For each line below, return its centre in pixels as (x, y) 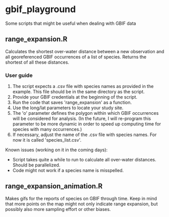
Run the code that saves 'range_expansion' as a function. (72, 103)
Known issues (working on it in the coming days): (57, 150)
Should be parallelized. (36, 165)
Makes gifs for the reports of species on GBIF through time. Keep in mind (81, 198)
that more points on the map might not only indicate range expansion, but (81, 204)
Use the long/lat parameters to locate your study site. (68, 108)
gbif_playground (41, 9)
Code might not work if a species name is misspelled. (68, 170)
